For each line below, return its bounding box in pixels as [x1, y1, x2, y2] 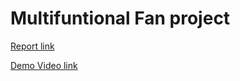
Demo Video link [10, 59, 78, 71]
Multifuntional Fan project [10, 7, 231, 30]
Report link [10, 40, 55, 52]
